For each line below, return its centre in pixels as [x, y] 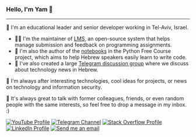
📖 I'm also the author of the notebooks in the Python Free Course [92, 51]
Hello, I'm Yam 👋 [29, 9]
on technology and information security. [54, 87]
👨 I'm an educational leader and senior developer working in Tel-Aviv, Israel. [97, 27]
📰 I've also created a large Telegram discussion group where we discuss [101, 64]
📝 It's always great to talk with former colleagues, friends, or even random [95, 99]
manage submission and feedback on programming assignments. [93, 45]
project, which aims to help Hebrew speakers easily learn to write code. [101, 57]
